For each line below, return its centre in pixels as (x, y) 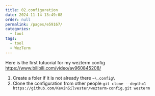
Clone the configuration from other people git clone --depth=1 (79, 83)
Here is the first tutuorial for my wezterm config (55, 62)
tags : (11, 39)
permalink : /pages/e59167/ (34, 24)
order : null (18, 19)
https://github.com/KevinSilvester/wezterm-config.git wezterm (81, 88)
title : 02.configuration (32, 10)
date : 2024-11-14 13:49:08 (34, 15)
